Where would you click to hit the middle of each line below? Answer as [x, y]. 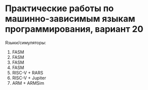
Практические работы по [59, 9]
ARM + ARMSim [28, 83]
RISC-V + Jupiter [29, 78]
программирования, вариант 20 [74, 29]
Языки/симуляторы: [26, 42]
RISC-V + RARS [28, 72]
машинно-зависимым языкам [70, 19]
